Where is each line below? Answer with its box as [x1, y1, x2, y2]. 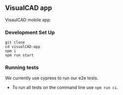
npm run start [5, 53, 34, 58]
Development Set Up [5, 29, 55, 36]
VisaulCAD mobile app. [5, 17, 51, 22]
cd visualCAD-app [5, 44, 41, 49]
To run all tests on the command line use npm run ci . [12, 85, 118, 91]
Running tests [5, 64, 39, 71]
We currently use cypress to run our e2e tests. [5, 75, 99, 81]
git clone [5, 40, 25, 45]
